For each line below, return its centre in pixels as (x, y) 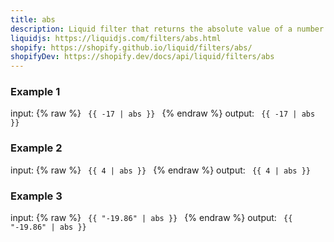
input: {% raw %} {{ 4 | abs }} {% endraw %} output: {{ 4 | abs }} (160, 170)
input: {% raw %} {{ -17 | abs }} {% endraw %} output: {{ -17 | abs (163, 113)
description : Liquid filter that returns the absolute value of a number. (169, 29)
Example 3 (36, 196)
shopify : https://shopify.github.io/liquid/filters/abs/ (131, 47)
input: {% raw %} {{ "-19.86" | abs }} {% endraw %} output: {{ (151, 218)
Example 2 (36, 148)
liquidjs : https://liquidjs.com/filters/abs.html (116, 38)
